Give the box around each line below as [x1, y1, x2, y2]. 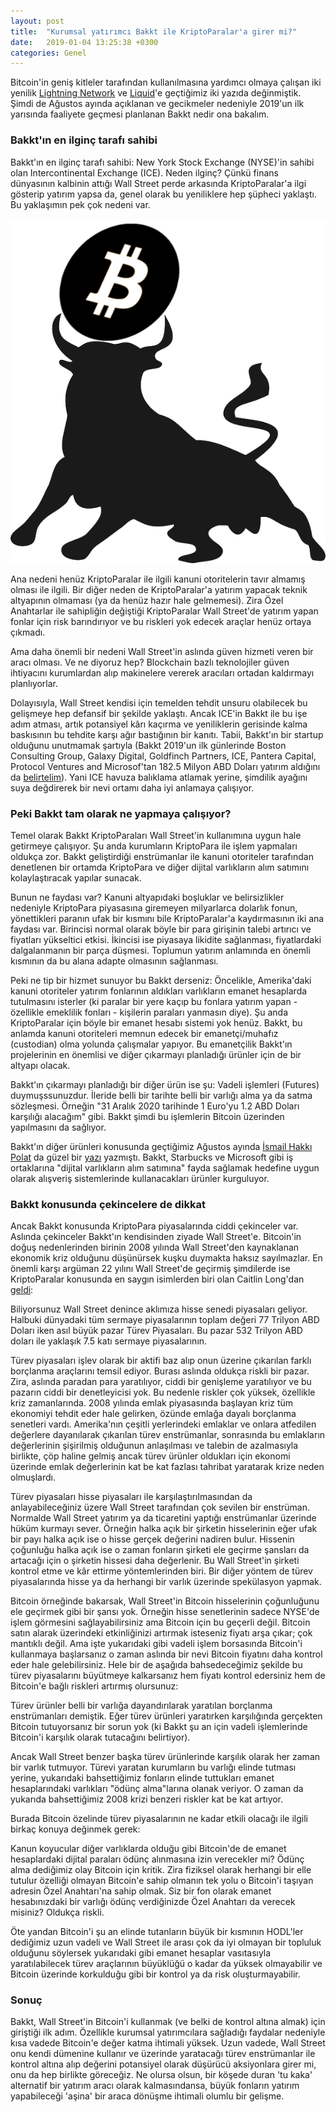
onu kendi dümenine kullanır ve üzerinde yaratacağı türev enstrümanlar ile [10, 2048, 316, 2060]
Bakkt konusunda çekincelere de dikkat [10, 1197, 206, 1211]
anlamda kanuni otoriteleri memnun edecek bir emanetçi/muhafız [10, 1027, 279, 1039]
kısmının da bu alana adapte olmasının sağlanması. [10, 955, 219, 967]
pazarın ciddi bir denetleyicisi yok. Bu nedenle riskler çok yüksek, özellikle [10, 1386, 316, 1399]
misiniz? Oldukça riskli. [10, 1906, 105, 1919]
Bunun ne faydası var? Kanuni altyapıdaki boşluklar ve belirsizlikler [10, 891, 285, 903]
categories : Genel [10, 48, 87, 58]
